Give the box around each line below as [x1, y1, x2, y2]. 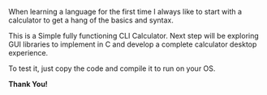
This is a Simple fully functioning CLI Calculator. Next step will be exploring [8, 31, 260, 40]
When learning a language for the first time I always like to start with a [8, 7, 242, 16]
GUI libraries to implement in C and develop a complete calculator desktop [8, 39, 257, 49]
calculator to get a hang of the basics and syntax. [8, 15, 174, 25]
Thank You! [8, 80, 49, 89]
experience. [8, 48, 49, 57]
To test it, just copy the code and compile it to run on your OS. [8, 64, 216, 73]
